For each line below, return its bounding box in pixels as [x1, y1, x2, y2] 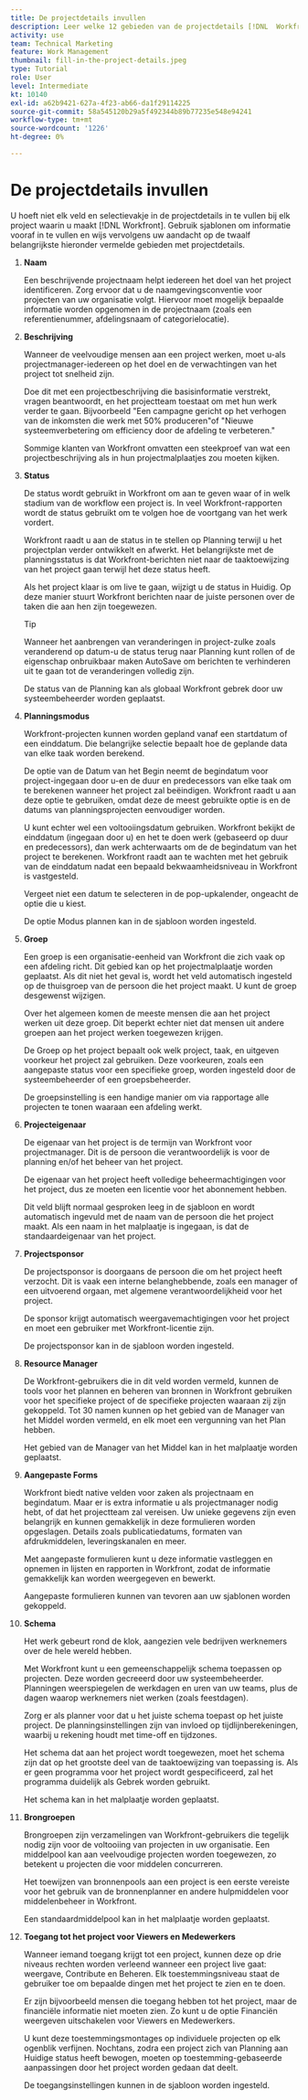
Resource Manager [23, 1358, 99, 1369]
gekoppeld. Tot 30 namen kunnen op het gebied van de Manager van [23, 1404, 285, 1415]
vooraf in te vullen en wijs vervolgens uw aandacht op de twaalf [10, 229, 250, 240]
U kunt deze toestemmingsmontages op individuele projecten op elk [23, 2032, 281, 2043]
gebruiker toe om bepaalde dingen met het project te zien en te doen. [23, 1977, 286, 1988]
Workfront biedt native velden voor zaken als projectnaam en [23, 1487, 254, 1498]
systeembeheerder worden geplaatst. [23, 692, 165, 704]
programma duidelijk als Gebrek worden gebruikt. [23, 1775, 211, 1787]
